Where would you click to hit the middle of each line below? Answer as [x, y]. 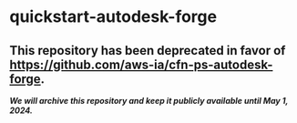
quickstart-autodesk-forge [113, 17]
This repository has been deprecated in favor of [148, 51]
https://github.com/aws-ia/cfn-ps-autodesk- [141, 64]
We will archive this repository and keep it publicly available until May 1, [149, 101]
